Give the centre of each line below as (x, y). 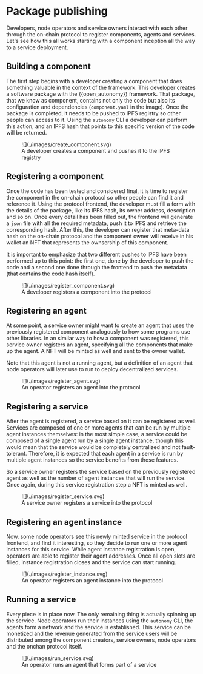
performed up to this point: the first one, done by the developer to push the (100, 261)
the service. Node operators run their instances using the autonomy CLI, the (100, 621)
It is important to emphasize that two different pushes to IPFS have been (96, 254)
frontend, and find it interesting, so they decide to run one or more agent (97, 543)
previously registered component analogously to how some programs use (98, 332)
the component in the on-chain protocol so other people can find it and (95, 197)
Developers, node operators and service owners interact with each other (97, 28)
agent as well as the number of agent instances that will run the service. (96, 478)
